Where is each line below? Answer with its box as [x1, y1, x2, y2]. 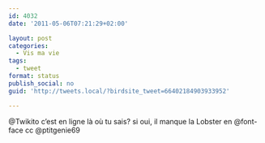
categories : [8, 41, 49, 50]
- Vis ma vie [15, 50, 60, 58]
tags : [8, 57, 27, 65]
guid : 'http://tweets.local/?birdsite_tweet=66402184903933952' [8, 87, 230, 95]
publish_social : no [8, 79, 75, 88]
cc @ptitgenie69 [24, 125, 81, 135]
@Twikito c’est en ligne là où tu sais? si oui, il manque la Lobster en [8, 116, 233, 126]
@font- [233, 116, 258, 126]
